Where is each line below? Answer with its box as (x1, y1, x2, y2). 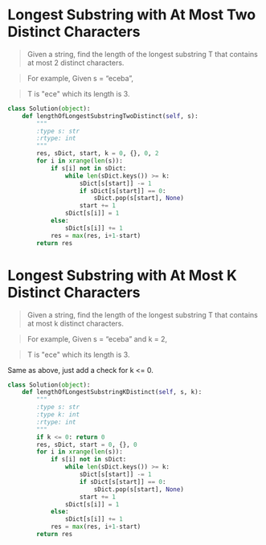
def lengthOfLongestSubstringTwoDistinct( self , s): (22, 112, 198, 120)
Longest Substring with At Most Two (7, 6, 256, 24)
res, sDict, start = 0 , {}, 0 (36, 441, 137, 449)
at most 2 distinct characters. (27, 58, 125, 68)
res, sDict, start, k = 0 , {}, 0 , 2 (36, 150, 159, 158)
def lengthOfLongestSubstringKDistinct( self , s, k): (22, 388, 203, 396)
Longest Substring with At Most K (7, 266, 238, 285)
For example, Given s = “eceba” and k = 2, (27, 334, 168, 343)
